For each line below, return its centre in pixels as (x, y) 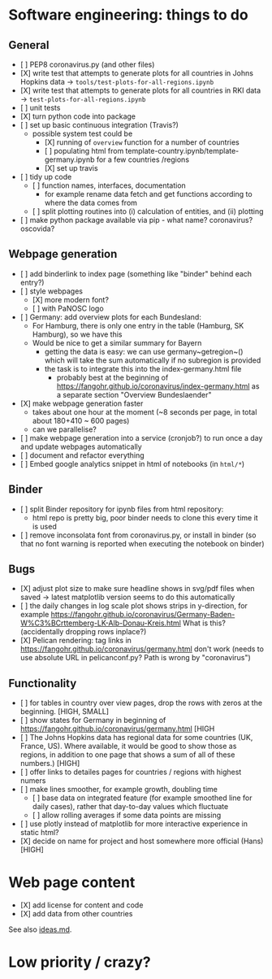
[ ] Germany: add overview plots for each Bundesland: (110, 317)
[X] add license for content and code (82, 905)
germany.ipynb (69, 159)
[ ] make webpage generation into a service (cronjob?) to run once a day (141, 437)
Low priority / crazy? (80, 962)
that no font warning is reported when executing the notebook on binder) (142, 543)
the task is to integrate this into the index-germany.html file (143, 368)
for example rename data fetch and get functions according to (149, 194)
